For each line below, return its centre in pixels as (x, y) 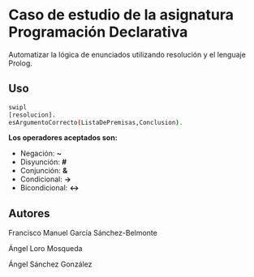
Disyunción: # (43, 162)
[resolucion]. (32, 115)
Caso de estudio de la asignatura (121, 15)
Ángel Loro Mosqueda (45, 249)
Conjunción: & (44, 171)
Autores (29, 213)
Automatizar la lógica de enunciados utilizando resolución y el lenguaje (127, 54)
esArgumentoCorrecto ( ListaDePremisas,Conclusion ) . (96, 122)
